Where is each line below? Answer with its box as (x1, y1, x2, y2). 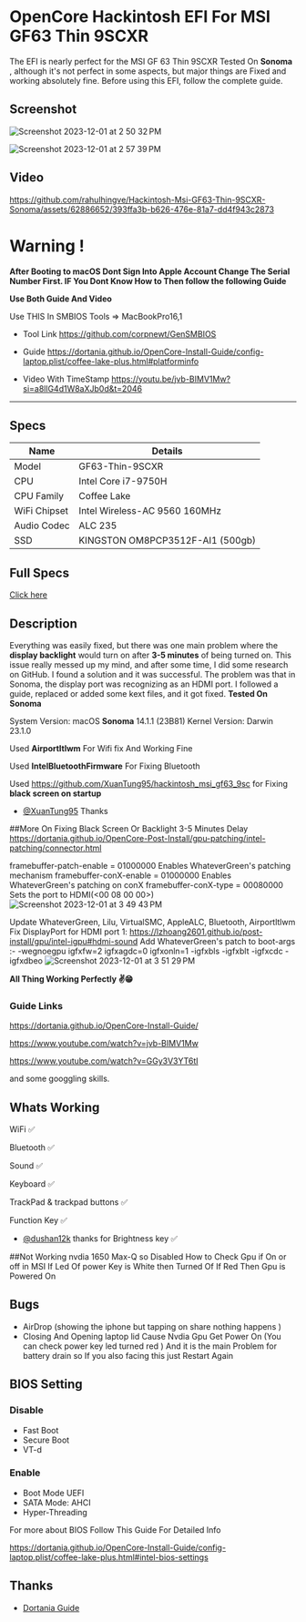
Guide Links (9, 999, 64, 1012)
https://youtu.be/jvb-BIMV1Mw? (111, 373, 230, 384)
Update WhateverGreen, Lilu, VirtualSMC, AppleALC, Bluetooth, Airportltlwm (9, 916, 296, 927)
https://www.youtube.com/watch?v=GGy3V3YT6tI (9, 1056, 199, 1066)
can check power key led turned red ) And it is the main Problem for (22, 1341, 278, 1352)
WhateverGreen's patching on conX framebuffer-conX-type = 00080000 (9, 879, 284, 890)
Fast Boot (22, 1424, 59, 1435)
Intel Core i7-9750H (78, 475, 168, 488)
